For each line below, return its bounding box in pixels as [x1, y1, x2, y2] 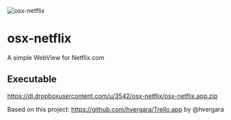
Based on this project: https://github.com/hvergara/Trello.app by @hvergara [7, 105, 224, 113]
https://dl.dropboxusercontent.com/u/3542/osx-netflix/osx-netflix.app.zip [7, 92, 219, 100]
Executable [7, 73, 57, 86]
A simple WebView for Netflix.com [7, 53, 105, 61]
